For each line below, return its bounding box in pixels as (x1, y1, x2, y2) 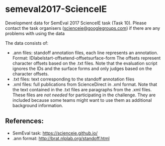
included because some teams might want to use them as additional (12, 97, 152, 103)
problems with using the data (5, 30, 65, 36)
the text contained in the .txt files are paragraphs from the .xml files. (12, 86, 152, 92)
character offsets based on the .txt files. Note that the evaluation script (12, 60, 158, 66)
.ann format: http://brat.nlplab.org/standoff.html (12, 135, 110, 141)
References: (5, 117, 44, 125)
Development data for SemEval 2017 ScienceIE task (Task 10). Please (5, 20, 147, 26)
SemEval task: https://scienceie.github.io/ (12, 130, 98, 136)
